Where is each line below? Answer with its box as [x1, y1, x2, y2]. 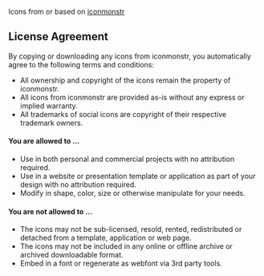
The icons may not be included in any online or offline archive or [19, 241, 233, 251]
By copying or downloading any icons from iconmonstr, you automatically [8, 51, 251, 61]
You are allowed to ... [8, 136, 80, 146]
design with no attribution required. [19, 180, 136, 189]
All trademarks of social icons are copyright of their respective [19, 109, 227, 119]
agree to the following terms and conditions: [8, 59, 155, 69]
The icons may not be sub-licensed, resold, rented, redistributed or [19, 225, 242, 234]
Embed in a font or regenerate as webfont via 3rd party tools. [19, 258, 222, 268]
